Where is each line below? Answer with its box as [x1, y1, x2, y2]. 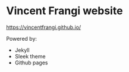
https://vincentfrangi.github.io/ [6, 24, 81, 31]
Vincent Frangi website [6, 4, 123, 18]
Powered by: [6, 35, 37, 42]
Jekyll [14, 46, 30, 54]
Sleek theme [14, 53, 46, 60]
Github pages [14, 59, 48, 66]
